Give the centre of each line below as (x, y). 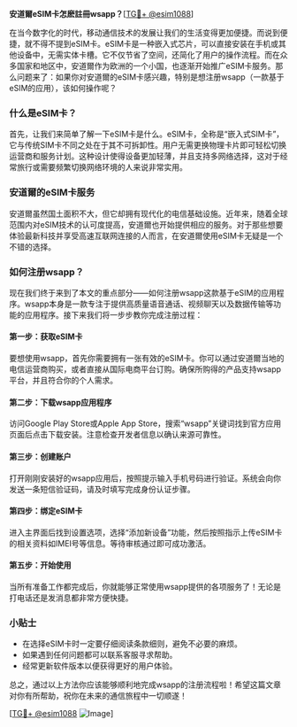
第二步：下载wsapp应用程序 (61, 402)
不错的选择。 (32, 246)
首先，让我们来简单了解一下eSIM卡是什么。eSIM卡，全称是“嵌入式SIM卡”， (147, 134)
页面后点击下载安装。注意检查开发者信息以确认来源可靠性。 (118, 435)
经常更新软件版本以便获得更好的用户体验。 (99, 666)
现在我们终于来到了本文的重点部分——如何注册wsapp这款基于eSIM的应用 (143, 292)
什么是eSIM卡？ (43, 112)
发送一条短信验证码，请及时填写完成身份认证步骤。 (102, 489)
